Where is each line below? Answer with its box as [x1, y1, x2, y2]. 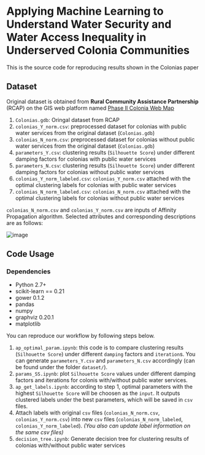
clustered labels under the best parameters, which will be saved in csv [15, 396, 193, 403]
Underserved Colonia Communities [6, 44, 190, 58]
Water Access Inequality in [6, 31, 147, 44]
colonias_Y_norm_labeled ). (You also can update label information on [15, 422, 191, 430]
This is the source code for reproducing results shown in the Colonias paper [6, 63, 199, 71]
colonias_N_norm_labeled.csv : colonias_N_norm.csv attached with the [15, 188, 191, 195]
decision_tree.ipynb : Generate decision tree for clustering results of [15, 435, 189, 443]
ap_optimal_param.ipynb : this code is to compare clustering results [15, 344, 184, 351]
